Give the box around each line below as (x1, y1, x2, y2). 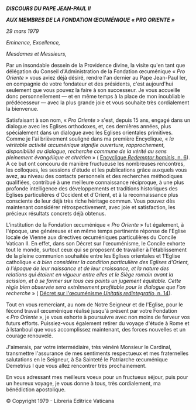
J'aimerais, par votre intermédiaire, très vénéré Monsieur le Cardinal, (6, 344, 172, 350)
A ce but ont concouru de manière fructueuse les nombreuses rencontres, (6, 160, 185, 167)
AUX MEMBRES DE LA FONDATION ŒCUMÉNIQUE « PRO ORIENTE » (6, 16, 175, 23)
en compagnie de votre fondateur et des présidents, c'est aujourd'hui (6, 80, 174, 87)
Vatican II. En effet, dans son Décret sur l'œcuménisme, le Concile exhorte (6, 240, 185, 247)
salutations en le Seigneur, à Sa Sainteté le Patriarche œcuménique (6, 356, 169, 363)
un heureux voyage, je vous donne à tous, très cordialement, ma (6, 380, 161, 387)
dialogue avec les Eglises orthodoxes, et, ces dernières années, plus (6, 123, 171, 129)
